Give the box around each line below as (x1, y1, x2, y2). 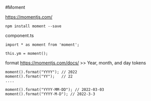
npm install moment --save (5, 24, 62, 29)
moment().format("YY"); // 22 (5, 74, 73, 79)
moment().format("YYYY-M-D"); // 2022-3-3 (5, 91, 95, 96)
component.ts (5, 33, 34, 38)
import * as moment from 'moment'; (5, 42, 80, 47)
